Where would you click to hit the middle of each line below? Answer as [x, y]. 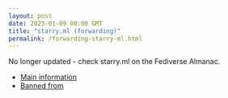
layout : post [30, 16]
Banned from [42, 86]
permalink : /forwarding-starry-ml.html [76, 38]
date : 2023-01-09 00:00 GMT [56, 23]
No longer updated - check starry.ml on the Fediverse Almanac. [114, 62]
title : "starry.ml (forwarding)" [65, 31]
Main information [48, 77]
